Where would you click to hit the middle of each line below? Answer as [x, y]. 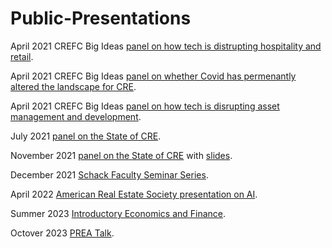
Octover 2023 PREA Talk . [62, 233]
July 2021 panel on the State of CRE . [86, 136]
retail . [22, 56]
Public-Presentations [101, 18]
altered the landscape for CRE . [73, 86]
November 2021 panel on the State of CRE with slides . [121, 155]
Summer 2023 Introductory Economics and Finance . [118, 213]
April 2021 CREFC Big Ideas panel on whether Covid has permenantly [153, 76]
